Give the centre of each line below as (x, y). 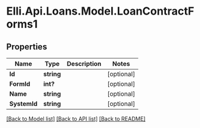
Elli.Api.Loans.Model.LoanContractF (100, 11)
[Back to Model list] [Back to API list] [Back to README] (76, 119)
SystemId (23, 104)
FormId (20, 84)
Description (84, 64)
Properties (27, 47)
